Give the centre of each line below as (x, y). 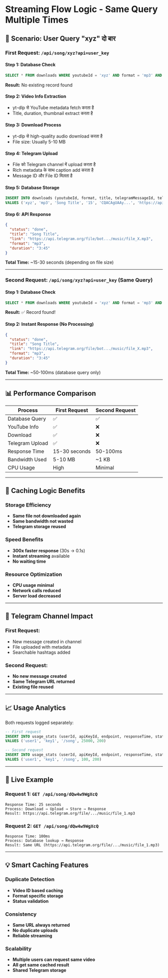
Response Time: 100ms (28, 836)
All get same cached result (41, 965)
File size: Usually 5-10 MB (39, 142)
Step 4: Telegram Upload (31, 153)
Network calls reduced (36, 590)
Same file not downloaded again (46, 516)
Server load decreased (36, 595)
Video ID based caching (38, 890)
